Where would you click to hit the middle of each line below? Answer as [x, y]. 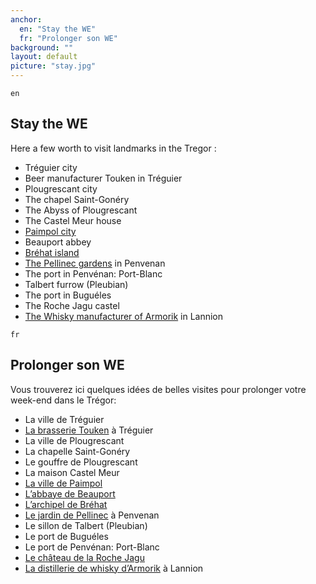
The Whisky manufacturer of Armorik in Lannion [124, 316]
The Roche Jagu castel [72, 305]
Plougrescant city [61, 188]
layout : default [44, 57]
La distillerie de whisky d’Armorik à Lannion [114, 568]
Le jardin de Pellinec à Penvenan [92, 515]
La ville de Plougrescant [74, 440]
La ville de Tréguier [64, 419]
